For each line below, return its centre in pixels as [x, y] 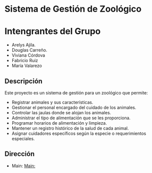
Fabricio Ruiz [25, 61]
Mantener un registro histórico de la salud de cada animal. [70, 128]
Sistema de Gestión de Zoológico [73, 9]
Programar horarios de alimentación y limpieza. [59, 123]
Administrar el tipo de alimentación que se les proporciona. [71, 118]
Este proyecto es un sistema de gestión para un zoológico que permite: [76, 93]
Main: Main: [23, 166]
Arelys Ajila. [24, 45]
